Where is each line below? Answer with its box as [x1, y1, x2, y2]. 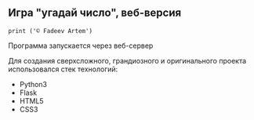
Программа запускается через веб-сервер [8, 41, 154, 50]
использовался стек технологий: [8, 64, 118, 74]
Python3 [19, 79, 47, 89]
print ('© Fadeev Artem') [8, 27, 93, 35]
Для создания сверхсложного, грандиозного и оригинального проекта [8, 56, 247, 65]
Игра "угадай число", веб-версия [8, 6, 182, 20]
